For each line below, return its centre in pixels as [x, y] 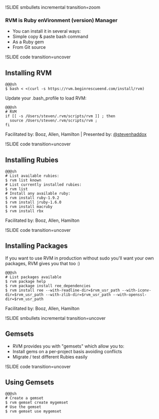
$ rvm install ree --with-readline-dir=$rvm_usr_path [63, 290]
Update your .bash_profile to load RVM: [46, 98]
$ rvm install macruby [29, 206]
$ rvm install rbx [24, 211]
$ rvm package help [26, 281]
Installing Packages [36, 246]
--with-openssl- [130, 295]
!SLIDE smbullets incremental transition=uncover [56, 318]
